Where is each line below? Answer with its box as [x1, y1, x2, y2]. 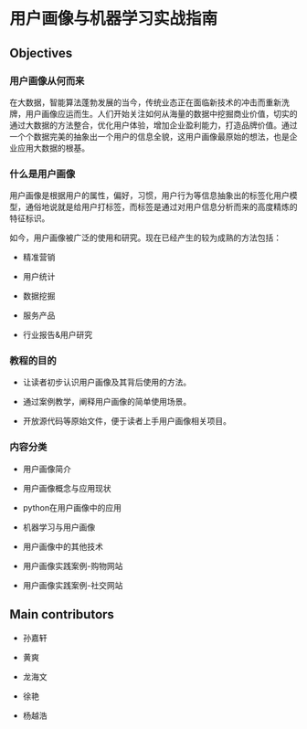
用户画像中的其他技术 [22, 541, 103, 552]
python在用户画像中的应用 [22, 502, 122, 512]
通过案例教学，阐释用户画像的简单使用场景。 [22, 396, 192, 407]
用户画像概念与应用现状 [22, 482, 111, 493]
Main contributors [9, 607, 114, 622]
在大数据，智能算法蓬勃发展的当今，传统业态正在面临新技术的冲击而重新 [9, 97, 281, 108]
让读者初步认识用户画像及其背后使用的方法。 [22, 376, 192, 388]
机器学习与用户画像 [22, 522, 96, 533]
